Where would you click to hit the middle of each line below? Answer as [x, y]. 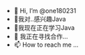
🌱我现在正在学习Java [44, 28]
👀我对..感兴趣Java [40, 19]
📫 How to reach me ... [46, 45]
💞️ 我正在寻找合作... [41, 36]
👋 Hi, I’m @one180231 [45, 11]
